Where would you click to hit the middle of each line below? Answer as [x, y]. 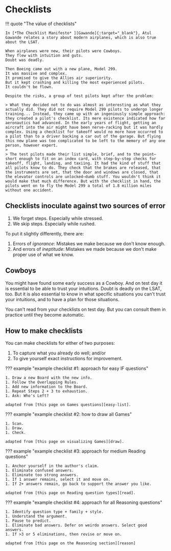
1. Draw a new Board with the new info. [49, 378]
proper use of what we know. [43, 254]
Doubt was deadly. [25, 60]
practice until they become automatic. [45, 314]
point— [149, 154]
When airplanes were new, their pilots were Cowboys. [64, 51]
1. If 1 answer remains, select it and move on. [58, 480]
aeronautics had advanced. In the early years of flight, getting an [81, 123]
